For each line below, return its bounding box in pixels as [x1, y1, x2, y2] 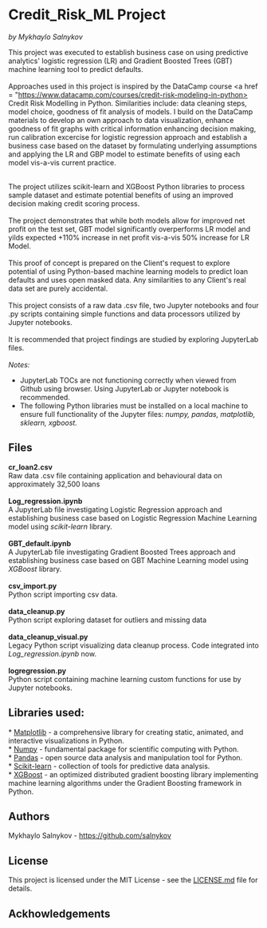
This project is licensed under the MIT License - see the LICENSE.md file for [8, 875, 258, 885]
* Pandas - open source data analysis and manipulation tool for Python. [8, 752, 243, 762]
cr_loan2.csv [8, 462, 53, 472]
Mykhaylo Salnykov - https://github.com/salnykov [8, 831, 171, 840]
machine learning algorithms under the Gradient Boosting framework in [8, 778, 242, 787]
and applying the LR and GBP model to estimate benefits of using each [8, 149, 241, 159]
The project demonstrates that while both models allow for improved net [8, 216, 245, 225]
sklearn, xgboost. [19, 418, 77, 427]
